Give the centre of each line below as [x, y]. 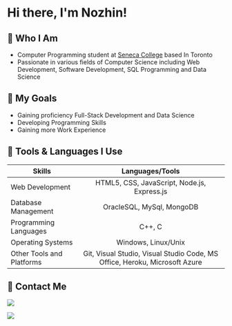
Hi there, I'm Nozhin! [67, 13]
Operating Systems [42, 242]
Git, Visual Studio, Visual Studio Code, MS [151, 253]
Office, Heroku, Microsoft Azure [151, 262]
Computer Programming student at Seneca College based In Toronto [115, 55]
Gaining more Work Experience [61, 130]
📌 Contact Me [37, 287]
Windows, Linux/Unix [151, 242]
